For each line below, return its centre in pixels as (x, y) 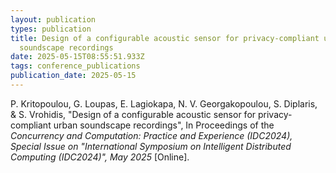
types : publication (51, 29)
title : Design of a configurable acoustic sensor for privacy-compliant (165, 38)
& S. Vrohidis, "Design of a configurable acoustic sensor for (133, 114)
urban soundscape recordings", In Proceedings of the (164, 125)
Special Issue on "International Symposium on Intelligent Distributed (151, 146)
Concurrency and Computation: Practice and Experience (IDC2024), (151, 135)
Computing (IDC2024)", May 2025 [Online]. (100, 157)
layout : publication (53, 19)
